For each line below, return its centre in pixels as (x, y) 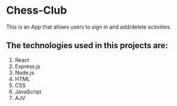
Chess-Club (37, 10)
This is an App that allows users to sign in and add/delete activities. (89, 27)
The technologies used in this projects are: (87, 46)
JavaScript (28, 91)
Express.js (27, 66)
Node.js (24, 73)
